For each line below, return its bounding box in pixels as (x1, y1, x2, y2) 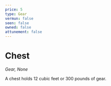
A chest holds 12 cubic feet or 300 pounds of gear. (5, 75, 107, 81)
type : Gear (5, 12, 27, 16)
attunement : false (5, 29, 42, 34)
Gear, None (5, 66, 28, 72)
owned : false (5, 25, 32, 30)
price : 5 (5, 7, 23, 12)
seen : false (5, 20, 29, 26)
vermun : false (5, 16, 34, 21)
